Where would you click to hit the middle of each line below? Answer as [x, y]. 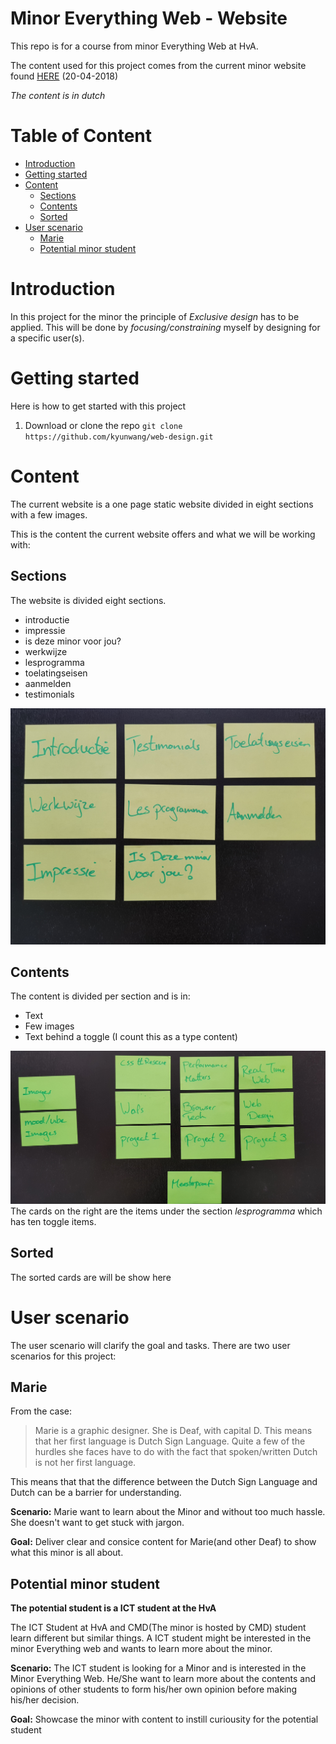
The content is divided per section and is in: [100, 996]
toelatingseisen [56, 673]
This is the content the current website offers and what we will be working [163, 534]
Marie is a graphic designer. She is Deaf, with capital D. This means [173, 1431]
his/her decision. [45, 1700]
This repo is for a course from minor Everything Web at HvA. [134, 46]
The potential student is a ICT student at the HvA [113, 1608]
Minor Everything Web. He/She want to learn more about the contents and [163, 1679]
